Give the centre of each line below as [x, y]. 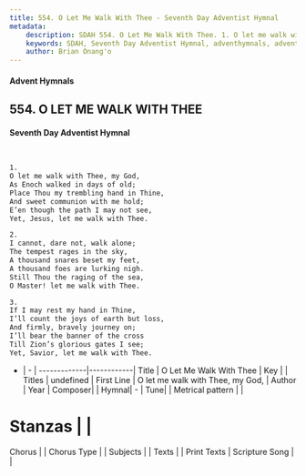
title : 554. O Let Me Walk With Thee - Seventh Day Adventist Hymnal [144, 18]
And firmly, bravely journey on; [73, 328]
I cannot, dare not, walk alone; [73, 243]
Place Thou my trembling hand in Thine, [87, 193]
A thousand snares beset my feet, [75, 260]
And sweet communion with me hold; [77, 201]
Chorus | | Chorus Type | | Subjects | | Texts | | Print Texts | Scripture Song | [152, 451]
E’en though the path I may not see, [81, 210]
